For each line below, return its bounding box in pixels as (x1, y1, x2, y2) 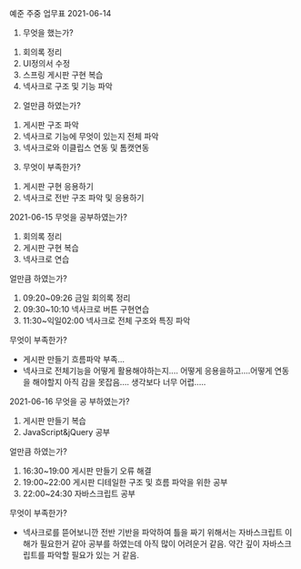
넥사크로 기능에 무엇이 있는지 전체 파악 (22, 131, 159, 141)
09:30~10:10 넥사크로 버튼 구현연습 (22, 304, 150, 314)
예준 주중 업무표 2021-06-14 (9, 8, 112, 18)
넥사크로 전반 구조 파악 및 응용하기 (22, 192, 145, 203)
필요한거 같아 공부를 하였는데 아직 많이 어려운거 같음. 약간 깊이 (39, 538, 261, 549)
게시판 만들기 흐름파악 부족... (22, 354, 125, 364)
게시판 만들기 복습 (22, 415, 86, 426)
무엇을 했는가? (22, 27, 75, 38)
